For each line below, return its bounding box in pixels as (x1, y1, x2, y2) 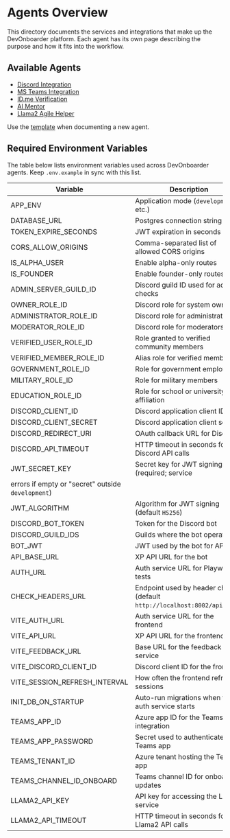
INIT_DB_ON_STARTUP (10, 697, 84, 706)
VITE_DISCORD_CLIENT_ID (10, 662, 97, 671)
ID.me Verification (16, 95, 68, 103)
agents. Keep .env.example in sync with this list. (7, 168, 142, 176)
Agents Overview (7, 5, 108, 21)
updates (135, 780, 162, 790)
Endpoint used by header (135, 583, 216, 592)
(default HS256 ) (135, 507, 183, 517)
